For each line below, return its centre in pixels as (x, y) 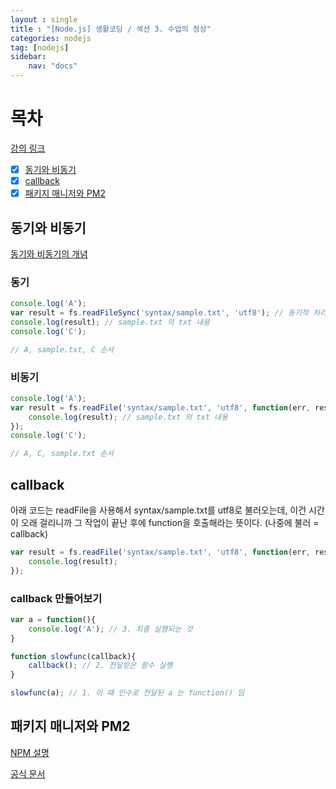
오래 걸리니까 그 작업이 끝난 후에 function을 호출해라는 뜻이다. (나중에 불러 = (170, 522)
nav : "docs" (53, 66)
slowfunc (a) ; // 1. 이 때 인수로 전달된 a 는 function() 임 (127, 693)
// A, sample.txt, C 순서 (62, 349)
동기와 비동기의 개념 (49, 253)
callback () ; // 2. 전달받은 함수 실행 (100, 666)
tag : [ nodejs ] (40, 47)
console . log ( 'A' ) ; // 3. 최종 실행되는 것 (110, 629)
